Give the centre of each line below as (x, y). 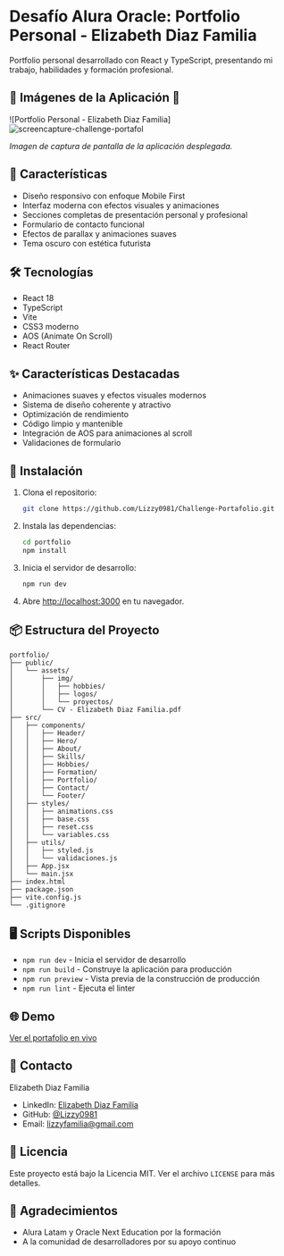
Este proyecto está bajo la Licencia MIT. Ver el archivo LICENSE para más (142, 1173)
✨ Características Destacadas (95, 374)
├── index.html (38, 882)
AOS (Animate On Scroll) (67, 336)
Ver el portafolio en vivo (53, 1037)
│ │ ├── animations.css (62, 812)
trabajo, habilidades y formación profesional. (92, 70)
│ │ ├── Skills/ (48, 757)
